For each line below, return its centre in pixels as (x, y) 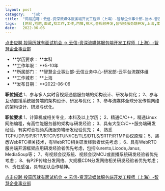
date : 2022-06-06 (25, 28)
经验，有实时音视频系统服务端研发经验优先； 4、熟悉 (59, 130)
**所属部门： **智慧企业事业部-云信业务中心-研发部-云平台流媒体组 (80, 72)
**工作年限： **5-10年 (35, 66)
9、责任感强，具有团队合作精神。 (39, 167)
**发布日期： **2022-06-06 (41, 84)
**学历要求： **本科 (32, 59)
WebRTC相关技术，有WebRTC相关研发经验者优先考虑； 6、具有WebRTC (83, 142)
